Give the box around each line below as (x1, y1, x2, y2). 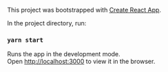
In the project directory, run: (7, 19, 87, 27)
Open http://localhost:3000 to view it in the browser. (7, 58, 156, 66)
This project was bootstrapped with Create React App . (7, 6, 162, 14)
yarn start (7, 36, 43, 44)
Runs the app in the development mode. (7, 50, 120, 58)
